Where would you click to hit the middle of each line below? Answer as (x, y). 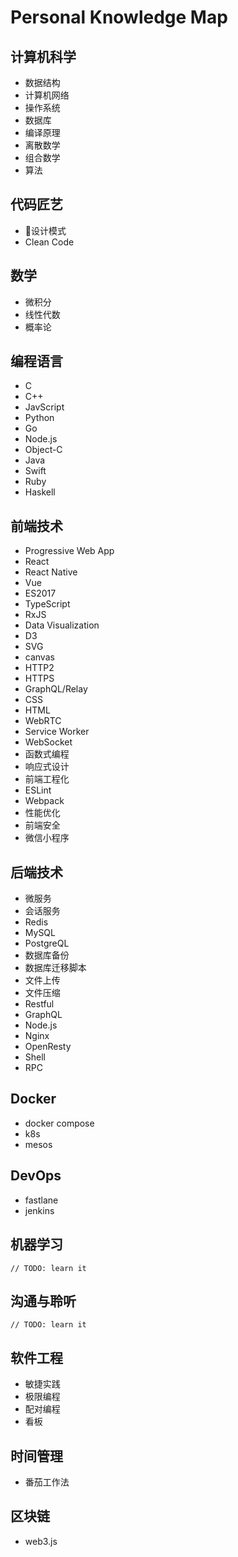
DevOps (36, 1176)
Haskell (40, 492)
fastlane (41, 1200)
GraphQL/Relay (56, 689)
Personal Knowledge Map (119, 17)
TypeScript (47, 604)
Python (39, 418)
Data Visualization (62, 625)
